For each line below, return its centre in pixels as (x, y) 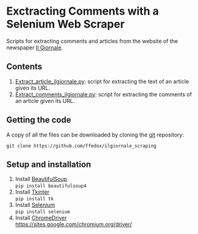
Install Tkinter (32, 192)
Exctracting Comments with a (83, 11)
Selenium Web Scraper (65, 24)
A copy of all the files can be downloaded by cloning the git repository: (95, 135)
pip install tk (34, 199)
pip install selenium (42, 212)
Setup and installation (49, 164)
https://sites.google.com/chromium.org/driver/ (73, 224)
